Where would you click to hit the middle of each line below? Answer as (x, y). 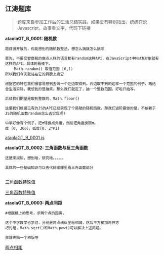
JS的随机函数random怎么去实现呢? (35, 113)
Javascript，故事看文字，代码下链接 (54, 28)
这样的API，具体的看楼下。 (29, 63)
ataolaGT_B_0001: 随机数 (31, 38)
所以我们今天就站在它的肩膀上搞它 (35, 74)
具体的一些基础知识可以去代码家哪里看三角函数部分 (49, 167)
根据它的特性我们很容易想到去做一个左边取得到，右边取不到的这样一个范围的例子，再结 (81, 84)
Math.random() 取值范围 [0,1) (43, 69)
